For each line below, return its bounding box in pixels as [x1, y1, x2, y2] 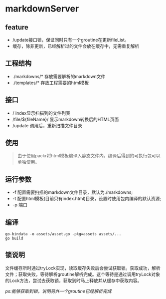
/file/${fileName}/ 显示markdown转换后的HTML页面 [12, 116, 119, 122]
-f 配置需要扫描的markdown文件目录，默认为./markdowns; [12, 189, 133, 195]
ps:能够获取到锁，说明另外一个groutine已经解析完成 [5, 288, 112, 294]
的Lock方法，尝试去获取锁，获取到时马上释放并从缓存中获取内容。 [5, 277, 142, 283]
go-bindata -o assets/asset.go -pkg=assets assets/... [5, 231, 122, 237]
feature [5, 23, 29, 32]
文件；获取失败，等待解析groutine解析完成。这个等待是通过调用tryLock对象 [5, 271, 161, 277]
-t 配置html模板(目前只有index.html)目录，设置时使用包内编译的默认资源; [12, 196, 161, 202]
